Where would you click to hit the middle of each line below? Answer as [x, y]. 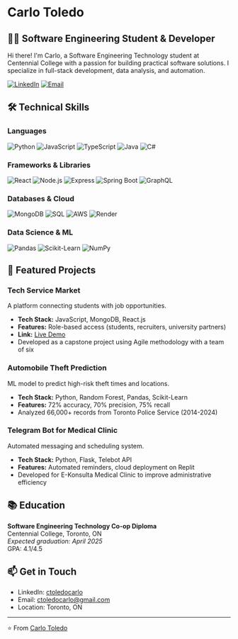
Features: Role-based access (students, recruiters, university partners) [122, 327]
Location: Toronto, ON [50, 607]
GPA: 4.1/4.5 [25, 548]
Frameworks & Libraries [49, 165]
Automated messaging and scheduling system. [76, 446]
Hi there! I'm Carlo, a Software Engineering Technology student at [103, 55]
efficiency [32, 482]
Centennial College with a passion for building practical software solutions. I [118, 63]
